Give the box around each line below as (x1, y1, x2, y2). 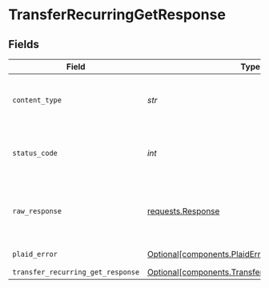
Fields (8, 38, 40, 51)
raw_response (12, 206, 62, 215)
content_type (12, 96, 62, 105)
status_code (12, 149, 58, 158)
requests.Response (147, 206, 220, 217)
